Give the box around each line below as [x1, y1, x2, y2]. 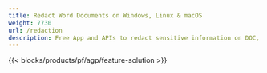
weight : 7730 [8, 19, 52, 27]
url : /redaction [8, 26, 63, 34]
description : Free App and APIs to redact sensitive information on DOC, [8, 33, 261, 42]
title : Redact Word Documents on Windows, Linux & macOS [8, 11, 203, 20]
